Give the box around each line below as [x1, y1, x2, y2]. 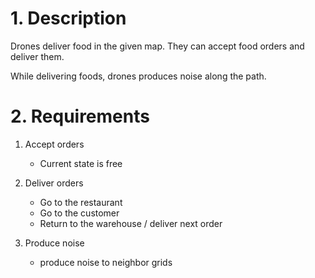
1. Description [10, 7, 127, 30]
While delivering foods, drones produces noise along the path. [10, 70, 267, 82]
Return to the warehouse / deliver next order [39, 217, 223, 229]
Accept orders [24, 138, 85, 150]
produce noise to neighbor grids [39, 256, 173, 268]
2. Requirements [10, 105, 150, 128]
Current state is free [39, 157, 123, 169]
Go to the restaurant [39, 196, 123, 208]
